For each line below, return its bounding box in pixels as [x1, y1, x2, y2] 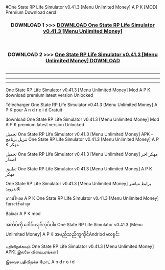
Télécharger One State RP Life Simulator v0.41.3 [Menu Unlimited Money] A [5, 102, 158, 108]
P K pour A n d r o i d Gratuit [5, 107, 63, 112]
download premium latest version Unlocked [5, 92, 94, 98]
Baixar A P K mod [5, 211, 41, 216]
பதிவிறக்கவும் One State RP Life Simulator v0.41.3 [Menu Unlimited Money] [5, 243, 154, 249]
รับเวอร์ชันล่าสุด [5, 201, 31, 207]
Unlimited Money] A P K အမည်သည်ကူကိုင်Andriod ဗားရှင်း [5, 231, 120, 237]
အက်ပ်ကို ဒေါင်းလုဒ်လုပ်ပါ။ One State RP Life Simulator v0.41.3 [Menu [5, 221, 143, 227]
